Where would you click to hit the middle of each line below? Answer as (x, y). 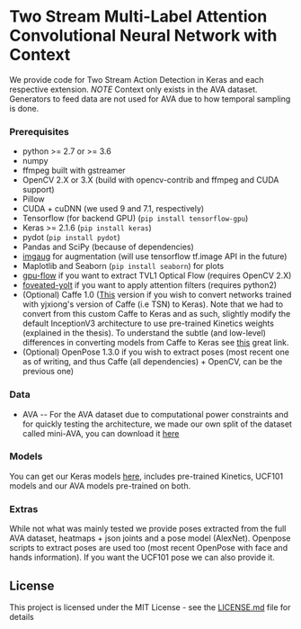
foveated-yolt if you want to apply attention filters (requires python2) (149, 285)
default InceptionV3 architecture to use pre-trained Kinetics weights (148, 323)
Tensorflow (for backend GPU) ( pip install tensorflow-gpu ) (135, 219)
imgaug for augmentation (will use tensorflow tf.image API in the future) (155, 256)
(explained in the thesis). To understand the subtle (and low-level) (144, 333)
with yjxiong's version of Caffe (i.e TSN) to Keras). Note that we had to (153, 304)
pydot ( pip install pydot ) (71, 238)
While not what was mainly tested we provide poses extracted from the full (148, 529)
